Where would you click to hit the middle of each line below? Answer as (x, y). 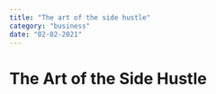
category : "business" (50, 26)
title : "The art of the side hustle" (80, 17)
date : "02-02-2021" (46, 34)
